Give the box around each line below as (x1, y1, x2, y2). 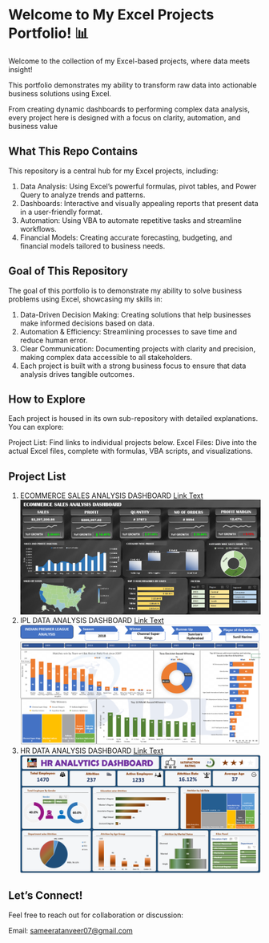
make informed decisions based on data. (19, 318, 155, 328)
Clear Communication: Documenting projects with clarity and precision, (19, 343, 256, 354)
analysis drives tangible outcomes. (19, 369, 134, 378)
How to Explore (8, 392, 86, 406)
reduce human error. (19, 335, 88, 345)
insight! (8, 64, 33, 74)
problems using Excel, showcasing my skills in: (8, 294, 163, 304)
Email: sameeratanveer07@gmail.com (8, 925, 134, 935)
